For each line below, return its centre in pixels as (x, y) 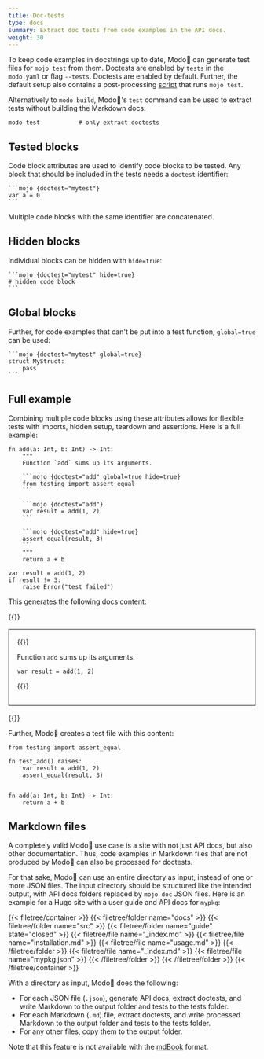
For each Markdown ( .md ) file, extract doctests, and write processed (130, 1015)
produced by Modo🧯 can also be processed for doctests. (101, 862)
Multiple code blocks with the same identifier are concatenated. (111, 217)
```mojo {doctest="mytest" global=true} (75, 355)
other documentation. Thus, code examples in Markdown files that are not (128, 854)
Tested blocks (43, 147)
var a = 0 (24, 196)
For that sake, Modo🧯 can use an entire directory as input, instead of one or (130, 877)
